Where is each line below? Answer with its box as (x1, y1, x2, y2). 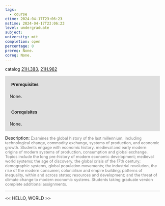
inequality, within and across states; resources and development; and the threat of (5, 173, 158, 178)
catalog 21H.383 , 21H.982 (5, 66, 57, 72)
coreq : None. (5, 52, 32, 58)
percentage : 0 (5, 44, 34, 49)
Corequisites (11, 109, 38, 115)
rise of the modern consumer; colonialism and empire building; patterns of (5, 168, 143, 173)
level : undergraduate (5, 26, 50, 30)
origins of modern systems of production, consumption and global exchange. (5, 150, 148, 155)
